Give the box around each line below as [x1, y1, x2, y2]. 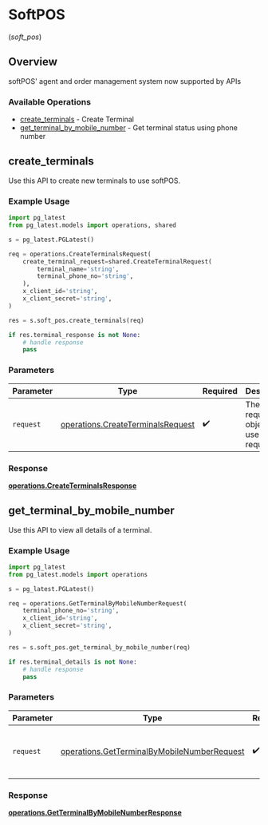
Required [202, 385, 238, 396]
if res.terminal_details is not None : [8, 657, 137, 666]
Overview [8, 55, 58, 69]
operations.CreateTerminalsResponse [8, 481, 137, 490]
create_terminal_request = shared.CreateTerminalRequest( [22, 257, 213, 265]
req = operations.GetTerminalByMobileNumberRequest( [8, 599, 187, 608]
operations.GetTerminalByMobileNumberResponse [8, 808, 182, 818]
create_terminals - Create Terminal [19, 114, 134, 125]
